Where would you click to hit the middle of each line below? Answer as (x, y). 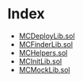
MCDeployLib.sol (47, 36)
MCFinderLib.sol (45, 44)
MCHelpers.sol (43, 53)
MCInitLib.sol (40, 61)
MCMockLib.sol (44, 69)
